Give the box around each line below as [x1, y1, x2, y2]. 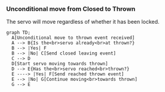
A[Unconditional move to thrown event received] [11, 35, 135, 41]
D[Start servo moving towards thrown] [11, 61, 109, 67]
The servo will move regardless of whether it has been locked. [6, 18, 160, 26]
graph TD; [6, 30, 31, 36]
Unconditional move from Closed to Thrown [6, 5, 136, 13]
